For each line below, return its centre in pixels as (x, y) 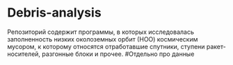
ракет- (216, 46)
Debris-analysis (55, 13)
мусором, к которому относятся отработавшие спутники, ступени (106, 46)
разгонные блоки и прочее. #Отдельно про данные (118, 54)
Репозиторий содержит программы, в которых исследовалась (101, 32)
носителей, (24, 54)
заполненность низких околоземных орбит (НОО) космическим (103, 39)
